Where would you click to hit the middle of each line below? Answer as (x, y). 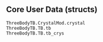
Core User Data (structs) (52, 10)
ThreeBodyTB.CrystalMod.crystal (46, 23)
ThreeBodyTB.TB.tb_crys (35, 33)
